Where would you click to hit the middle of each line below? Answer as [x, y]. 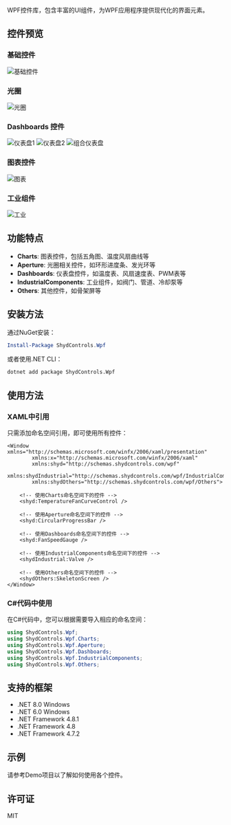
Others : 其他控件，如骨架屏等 [59, 290]
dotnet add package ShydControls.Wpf [61, 372]
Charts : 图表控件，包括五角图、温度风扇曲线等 [83, 256]
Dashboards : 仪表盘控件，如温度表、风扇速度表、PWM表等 [101, 273]
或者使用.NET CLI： [35, 359]
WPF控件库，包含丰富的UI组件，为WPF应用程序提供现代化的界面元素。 [108, 10]
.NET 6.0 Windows [43, 712]
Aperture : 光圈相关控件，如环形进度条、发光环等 [86, 265]
